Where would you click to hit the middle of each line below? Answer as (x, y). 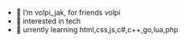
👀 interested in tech (48, 21)
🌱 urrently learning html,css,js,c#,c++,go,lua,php (97, 29)
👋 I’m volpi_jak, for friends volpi (68, 13)
